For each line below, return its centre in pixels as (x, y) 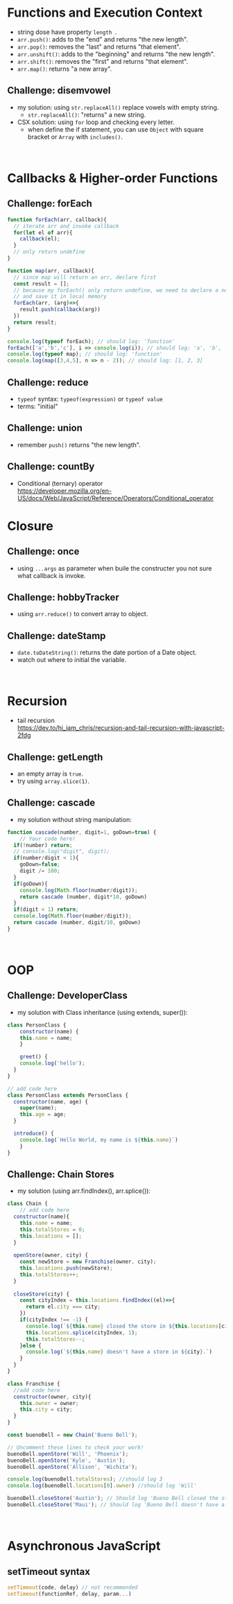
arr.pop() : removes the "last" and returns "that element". (99, 46)
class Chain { (28, 1204)
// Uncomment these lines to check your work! (76, 1447)
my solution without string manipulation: (74, 819)
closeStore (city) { (42, 1294)
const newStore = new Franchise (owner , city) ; (88, 1262)
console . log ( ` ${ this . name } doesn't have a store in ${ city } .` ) (119, 1352)
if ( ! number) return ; (43, 845)
